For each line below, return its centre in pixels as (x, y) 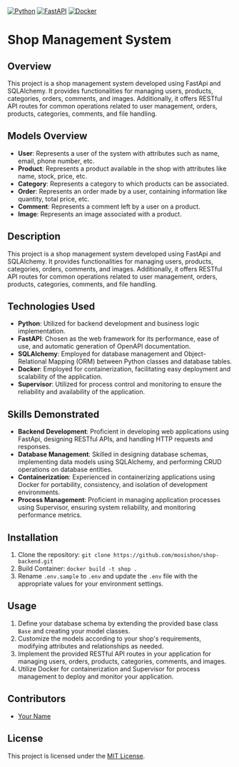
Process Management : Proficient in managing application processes (119, 500)
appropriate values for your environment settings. (91, 584)
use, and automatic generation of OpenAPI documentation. (104, 346)
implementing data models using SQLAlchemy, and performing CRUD (119, 462)
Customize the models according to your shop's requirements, (110, 638)
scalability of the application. (60, 377)
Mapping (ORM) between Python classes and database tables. (140, 361)
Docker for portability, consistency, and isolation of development (113, 485)
